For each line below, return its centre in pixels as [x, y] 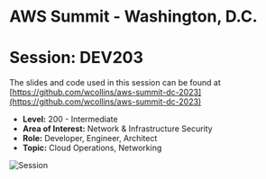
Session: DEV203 [77, 58]
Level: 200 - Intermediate [70, 120]
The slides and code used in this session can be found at [115, 83]
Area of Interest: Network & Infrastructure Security [118, 129]
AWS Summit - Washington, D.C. [134, 17]
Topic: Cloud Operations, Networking [92, 148]
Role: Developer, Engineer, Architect [90, 139]
